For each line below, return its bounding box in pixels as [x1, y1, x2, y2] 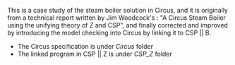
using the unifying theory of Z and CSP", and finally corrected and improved [7, 21, 228, 29]
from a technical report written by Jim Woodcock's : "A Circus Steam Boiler [7, 13, 226, 22]
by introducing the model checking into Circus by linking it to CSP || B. [7, 28, 212, 37]
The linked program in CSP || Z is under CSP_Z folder [17, 49, 172, 58]
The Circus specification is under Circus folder [17, 42, 154, 50]
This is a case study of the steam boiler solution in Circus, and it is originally [7, 6, 228, 14]
